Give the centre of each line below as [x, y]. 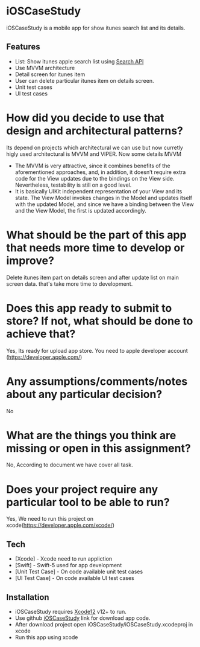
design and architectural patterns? [95, 130]
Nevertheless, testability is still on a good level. [73, 185]
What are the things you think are [91, 435]
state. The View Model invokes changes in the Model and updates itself [104, 198]
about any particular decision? [84, 394]
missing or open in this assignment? [98, 448]
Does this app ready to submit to [89, 308]
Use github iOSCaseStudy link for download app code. [83, 618]
